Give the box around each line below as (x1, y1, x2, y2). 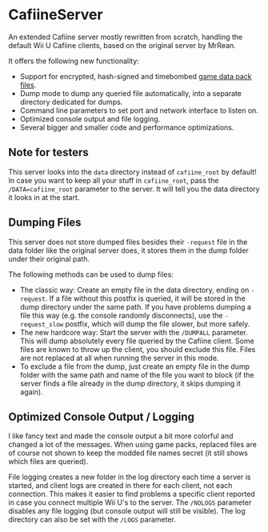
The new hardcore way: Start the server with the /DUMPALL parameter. (19, 327, 248, 337)
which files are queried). (8, 457, 89, 466)
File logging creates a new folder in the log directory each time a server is (8, 472, 251, 482)
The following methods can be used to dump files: (8, 270, 174, 279)
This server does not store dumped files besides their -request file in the (8, 237, 248, 246)
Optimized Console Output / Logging (8, 410, 194, 423)
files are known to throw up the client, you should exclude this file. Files (19, 344, 256, 354)
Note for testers (8, 146, 90, 159)
